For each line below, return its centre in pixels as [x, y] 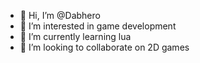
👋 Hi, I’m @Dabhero [60, 15]
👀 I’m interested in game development [98, 26]
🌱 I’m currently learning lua [75, 36]
